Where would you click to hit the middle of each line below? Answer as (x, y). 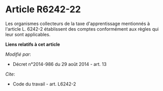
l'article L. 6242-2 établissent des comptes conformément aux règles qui (82, 29)
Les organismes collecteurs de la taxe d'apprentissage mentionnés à (78, 24)
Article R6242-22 (43, 9)
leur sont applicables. (28, 34)
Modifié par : (18, 54)
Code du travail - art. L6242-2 (44, 84)
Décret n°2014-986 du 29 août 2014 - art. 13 (60, 64)
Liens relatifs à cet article (33, 44)
